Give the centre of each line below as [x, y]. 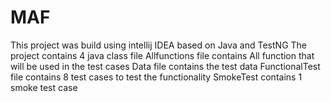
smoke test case [44, 87]
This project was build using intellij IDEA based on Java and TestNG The [158, 45]
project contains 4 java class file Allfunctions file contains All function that [162, 55]
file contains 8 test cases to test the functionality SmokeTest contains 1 [156, 77]
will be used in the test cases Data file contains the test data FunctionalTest [165, 66]
